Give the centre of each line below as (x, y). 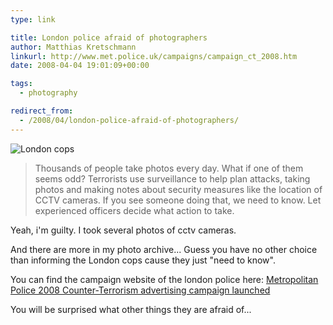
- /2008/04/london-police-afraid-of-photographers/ (129, 120)
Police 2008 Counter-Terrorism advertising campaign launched (140, 290)
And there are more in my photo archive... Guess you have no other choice (164, 249)
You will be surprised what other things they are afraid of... (131, 309)
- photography (48, 93)
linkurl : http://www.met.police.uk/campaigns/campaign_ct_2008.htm (154, 56)
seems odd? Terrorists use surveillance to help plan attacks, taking (172, 178)
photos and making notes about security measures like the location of (178, 189)
